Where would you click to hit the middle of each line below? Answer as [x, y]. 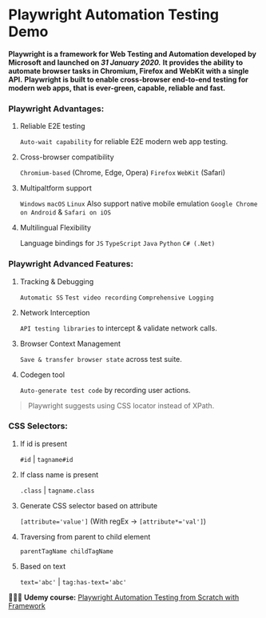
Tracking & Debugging [57, 281]
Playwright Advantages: [56, 108]
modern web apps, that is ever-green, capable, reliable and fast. [117, 88]
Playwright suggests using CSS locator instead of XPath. [121, 405]
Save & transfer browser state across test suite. [101, 359]
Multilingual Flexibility [56, 228]
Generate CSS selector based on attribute [89, 505]
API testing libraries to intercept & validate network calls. [118, 328]
